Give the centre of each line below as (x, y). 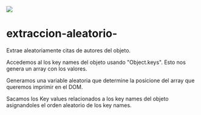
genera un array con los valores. (47, 68)
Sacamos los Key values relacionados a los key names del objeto (87, 99)
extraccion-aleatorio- (62, 34)
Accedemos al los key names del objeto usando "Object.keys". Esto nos (96, 62)
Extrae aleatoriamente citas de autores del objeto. (69, 50)
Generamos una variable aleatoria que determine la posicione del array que (101, 80)
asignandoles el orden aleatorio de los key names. (69, 105)
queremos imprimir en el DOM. (45, 87)
